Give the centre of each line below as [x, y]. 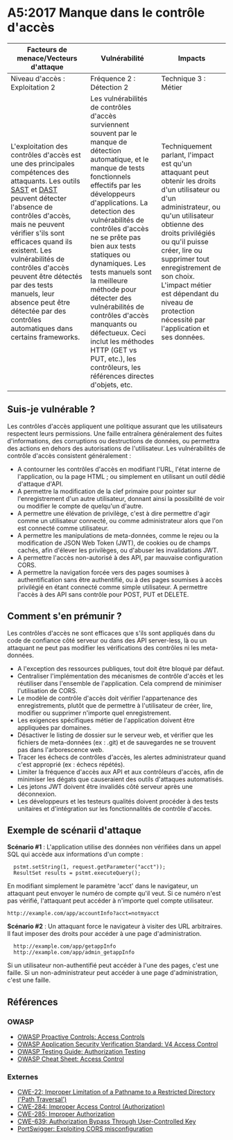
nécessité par [183, 319]
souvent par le [113, 133]
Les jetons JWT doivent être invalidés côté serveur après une [105, 786]
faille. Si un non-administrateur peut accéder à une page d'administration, [113, 973]
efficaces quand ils [42, 241]
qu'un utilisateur [188, 215]
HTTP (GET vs [113, 350]
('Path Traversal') [42, 1099]
